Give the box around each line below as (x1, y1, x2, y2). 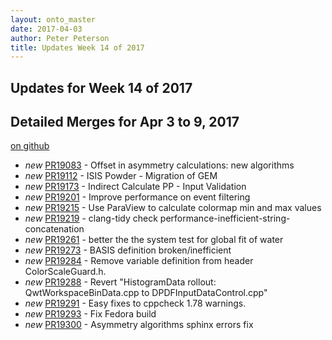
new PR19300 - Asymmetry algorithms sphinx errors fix (24, 319, 254, 331)
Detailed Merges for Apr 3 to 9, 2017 (10, 114, 240, 131)
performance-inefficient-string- (159, 212, 291, 225)
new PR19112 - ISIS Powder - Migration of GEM (24, 170, 218, 182)
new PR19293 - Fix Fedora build (24, 308, 157, 320)
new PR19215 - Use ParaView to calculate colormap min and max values (24, 202, 322, 214)
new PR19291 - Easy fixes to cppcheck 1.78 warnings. (24, 297, 247, 310)
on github (10, 140, 50, 152)
